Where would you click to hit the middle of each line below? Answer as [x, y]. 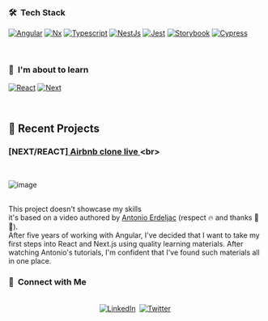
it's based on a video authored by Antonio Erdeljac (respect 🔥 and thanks [130, 218]
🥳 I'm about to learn [49, 70]
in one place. [30, 261]
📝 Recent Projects [54, 128]
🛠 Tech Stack [37, 12]
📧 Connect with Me [47, 282]
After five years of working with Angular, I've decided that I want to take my [134, 235]
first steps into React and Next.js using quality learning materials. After [126, 244]
